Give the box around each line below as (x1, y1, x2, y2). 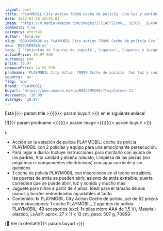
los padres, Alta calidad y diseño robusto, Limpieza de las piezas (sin (12, 154, 150, 160)
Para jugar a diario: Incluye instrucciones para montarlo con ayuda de (12, 150, 151, 155)
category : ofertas (5, 30, 42, 34)
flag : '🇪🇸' (5, 79, 29, 84)
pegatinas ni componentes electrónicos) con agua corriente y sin (12, 160, 143, 166)
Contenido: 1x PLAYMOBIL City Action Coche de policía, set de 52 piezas (12, 196, 158, 201)
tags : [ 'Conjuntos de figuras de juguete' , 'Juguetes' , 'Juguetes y (5, 47, 145, 52)
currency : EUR (5, 57, 34, 62)
